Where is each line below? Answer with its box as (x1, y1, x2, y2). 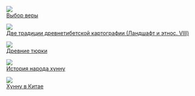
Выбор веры (6, 12, 38, 19)
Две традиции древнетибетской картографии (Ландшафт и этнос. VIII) (6, 30, 190, 36)
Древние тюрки (6, 47, 47, 54)
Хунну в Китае (6, 83, 44, 90)
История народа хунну (6, 65, 66, 72)
